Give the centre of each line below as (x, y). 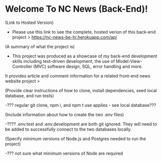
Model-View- (129, 61)
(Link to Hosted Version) (29, 22)
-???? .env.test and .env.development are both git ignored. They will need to (81, 124)
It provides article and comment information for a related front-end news (78, 76)
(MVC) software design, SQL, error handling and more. (88, 66)
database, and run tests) (30, 96)
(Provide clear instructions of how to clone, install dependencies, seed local (81, 90)
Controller (22, 66)
